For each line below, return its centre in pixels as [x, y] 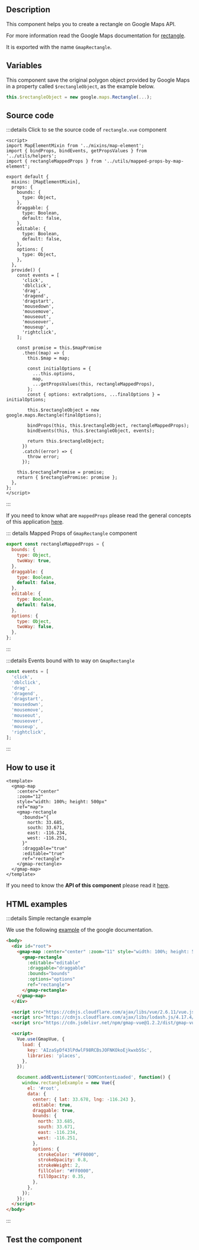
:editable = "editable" [54, 963]
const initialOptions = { [60, 369]
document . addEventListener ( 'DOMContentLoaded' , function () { [94, 1078]
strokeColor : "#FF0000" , [68, 1155]
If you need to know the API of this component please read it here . [88, 886]
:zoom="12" [30, 797]
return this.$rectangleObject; [66, 441]
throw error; [44, 457]
